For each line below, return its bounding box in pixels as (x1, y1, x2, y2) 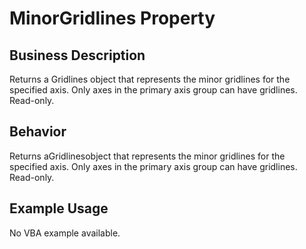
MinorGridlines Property (9, 7, 216, 30)
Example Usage (9, 200, 109, 217)
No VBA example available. (9, 227, 121, 239)
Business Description (9, 47, 146, 64)
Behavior (9, 123, 67, 141)
